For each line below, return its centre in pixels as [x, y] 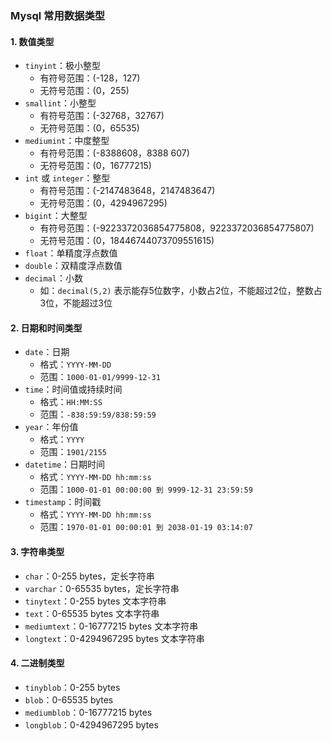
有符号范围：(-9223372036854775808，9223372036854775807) [177, 228]
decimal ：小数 [53, 278]
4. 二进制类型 [37, 663]
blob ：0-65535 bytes [69, 699]
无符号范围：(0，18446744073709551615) [127, 241]
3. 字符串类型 [37, 551]
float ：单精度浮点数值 [71, 253]
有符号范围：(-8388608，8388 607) [114, 153]
